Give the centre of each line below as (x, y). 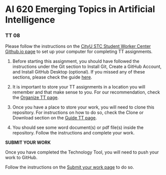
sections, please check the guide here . (52, 77)
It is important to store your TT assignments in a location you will (79, 87)
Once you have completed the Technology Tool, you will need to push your (82, 152)
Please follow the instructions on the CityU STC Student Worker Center (78, 46)
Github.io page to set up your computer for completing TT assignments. (79, 51)
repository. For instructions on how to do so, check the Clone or (78, 112)
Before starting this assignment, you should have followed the (76, 61)
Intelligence (30, 20)
